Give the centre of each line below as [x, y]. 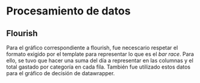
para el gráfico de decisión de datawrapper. [61, 73]
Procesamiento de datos [68, 11]
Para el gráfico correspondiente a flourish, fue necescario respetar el [92, 48]
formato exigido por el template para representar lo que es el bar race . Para [100, 54]
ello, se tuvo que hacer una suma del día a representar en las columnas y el [100, 60]
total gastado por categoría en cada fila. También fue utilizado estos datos [98, 67]
